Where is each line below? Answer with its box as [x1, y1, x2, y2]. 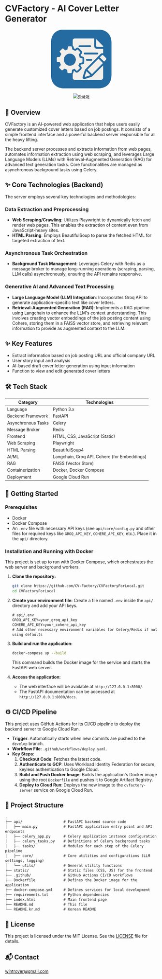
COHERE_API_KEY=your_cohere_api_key [12, 622, 86, 627]
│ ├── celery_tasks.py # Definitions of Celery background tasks [5, 839, 150, 844]
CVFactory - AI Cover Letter [5, 3, 119, 14]
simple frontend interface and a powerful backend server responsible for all [5, 132, 156, 138]
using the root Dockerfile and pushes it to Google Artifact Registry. [19, 777, 153, 783]
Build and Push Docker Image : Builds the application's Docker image [19, 771, 157, 777]
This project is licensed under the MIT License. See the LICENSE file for [5, 933, 148, 939]
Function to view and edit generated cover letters [12, 368, 110, 374]
